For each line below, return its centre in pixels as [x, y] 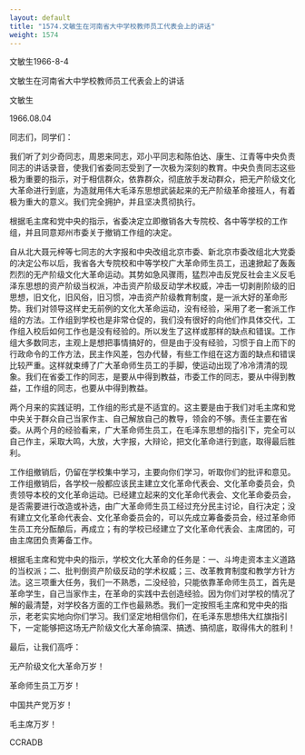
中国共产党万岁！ [41, 705]
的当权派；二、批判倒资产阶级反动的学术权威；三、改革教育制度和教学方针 [148, 571]
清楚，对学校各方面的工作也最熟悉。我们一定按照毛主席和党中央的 [156, 605]
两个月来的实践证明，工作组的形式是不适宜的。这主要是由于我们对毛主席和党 [152, 407]
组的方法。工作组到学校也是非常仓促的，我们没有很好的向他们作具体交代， [148, 320]
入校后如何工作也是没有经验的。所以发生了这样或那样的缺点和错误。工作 [160, 332]
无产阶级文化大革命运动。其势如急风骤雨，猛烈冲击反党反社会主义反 [160, 274]
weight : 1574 [34, 35]
